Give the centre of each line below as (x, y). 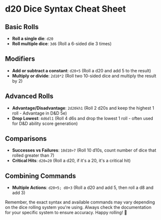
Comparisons (26, 139)
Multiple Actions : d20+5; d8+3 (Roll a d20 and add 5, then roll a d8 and (83, 187)
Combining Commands (40, 176)
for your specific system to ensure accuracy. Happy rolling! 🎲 (66, 213)
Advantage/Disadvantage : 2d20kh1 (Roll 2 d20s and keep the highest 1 (83, 108)
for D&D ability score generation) (45, 123)
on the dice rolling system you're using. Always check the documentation (78, 207)
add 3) (19, 193)
